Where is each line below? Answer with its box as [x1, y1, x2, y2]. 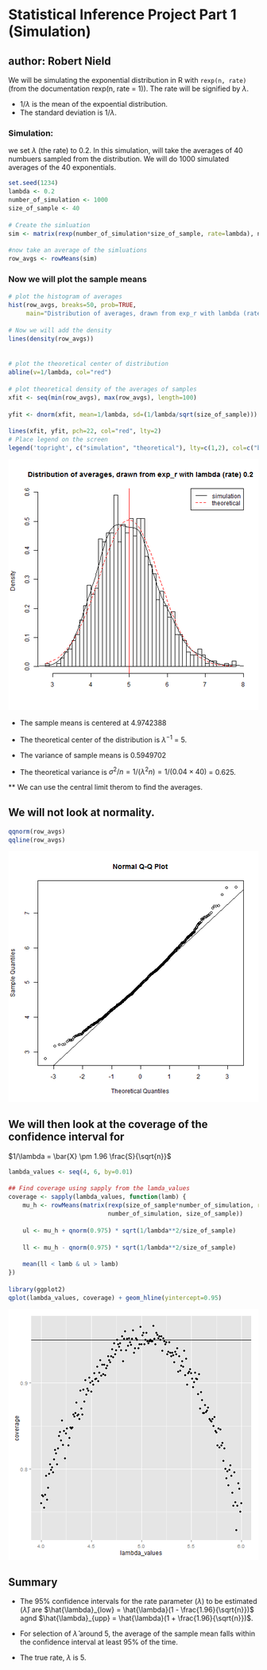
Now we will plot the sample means [8, 273, 147, 285]
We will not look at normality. [8, 805, 155, 819]
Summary [8, 1576, 58, 1589]
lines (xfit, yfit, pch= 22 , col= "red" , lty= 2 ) [8, 427, 161, 435]
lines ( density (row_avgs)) [8, 335, 94, 343]
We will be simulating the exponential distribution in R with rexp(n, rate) [8, 76, 247, 84]
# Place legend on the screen [8, 436, 109, 444]
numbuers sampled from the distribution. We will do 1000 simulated [8, 154, 230, 164]
